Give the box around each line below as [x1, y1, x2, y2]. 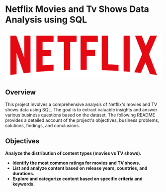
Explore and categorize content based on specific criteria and [12, 176, 143, 182]
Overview [5, 88, 36, 96]
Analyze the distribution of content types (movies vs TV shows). [5, 150, 142, 156]
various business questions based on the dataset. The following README [5, 112, 156, 118]
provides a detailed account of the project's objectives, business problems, [5, 117, 160, 123]
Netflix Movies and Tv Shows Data [5, 3, 149, 15]
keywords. [12, 181, 35, 187]
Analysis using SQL [5, 14, 87, 25]
